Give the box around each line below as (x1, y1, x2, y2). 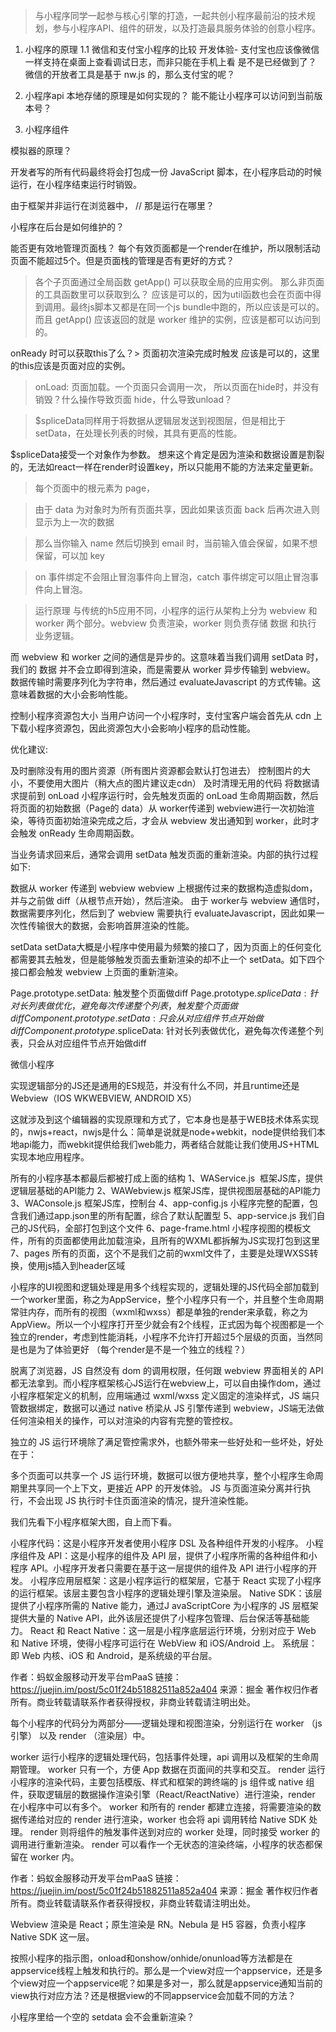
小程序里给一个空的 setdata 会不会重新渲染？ (10, 2011, 195, 2023)
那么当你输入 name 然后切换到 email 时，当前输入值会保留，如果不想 (34, 537, 318, 549)
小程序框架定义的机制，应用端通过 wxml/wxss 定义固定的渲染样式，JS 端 (10, 1390, 312, 1401)
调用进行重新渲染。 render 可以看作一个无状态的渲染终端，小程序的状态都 (10, 1839, 315, 1850)
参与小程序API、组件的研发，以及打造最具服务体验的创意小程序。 (52, 22, 322, 34)
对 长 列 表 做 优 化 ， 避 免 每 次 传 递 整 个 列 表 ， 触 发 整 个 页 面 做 (10, 1000, 238, 1011)
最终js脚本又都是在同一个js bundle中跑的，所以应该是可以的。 (69, 301, 325, 313)
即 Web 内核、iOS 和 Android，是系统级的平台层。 (10, 1650, 218, 1661)
